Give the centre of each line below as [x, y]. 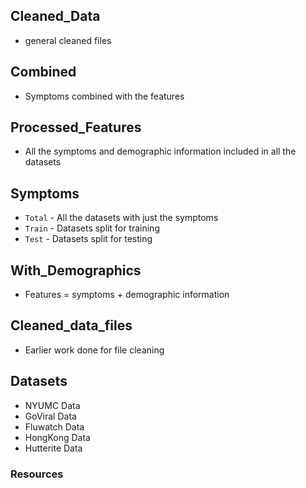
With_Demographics [76, 270]
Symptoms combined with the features [104, 96]
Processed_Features [76, 127]
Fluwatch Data [54, 426]
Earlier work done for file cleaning [94, 350]
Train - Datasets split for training [92, 228]
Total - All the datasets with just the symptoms [121, 218]
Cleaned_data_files [71, 325]
